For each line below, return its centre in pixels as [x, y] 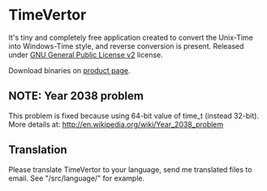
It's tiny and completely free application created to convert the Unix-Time [131, 37]
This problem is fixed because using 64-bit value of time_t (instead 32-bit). [134, 115]
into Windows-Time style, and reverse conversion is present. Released [126, 46]
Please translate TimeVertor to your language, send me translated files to [130, 169]
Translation [38, 150]
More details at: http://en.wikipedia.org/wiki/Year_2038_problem [116, 124]
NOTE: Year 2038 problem [76, 96]
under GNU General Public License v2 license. [86, 54]
